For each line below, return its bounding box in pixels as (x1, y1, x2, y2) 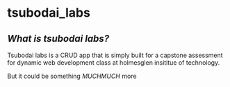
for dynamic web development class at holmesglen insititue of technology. (7, 58, 220, 67)
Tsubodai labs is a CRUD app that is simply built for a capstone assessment (7, 51, 224, 59)
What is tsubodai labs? (7, 33, 110, 45)
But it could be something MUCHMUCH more (7, 72, 137, 80)
